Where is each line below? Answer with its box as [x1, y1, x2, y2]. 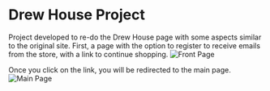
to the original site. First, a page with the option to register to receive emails [8, 40, 261, 50]
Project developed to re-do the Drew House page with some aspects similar [8, 32, 262, 42]
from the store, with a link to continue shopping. [8, 49, 169, 59]
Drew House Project [8, 6, 146, 24]
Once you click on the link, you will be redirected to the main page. [8, 64, 231, 74]
